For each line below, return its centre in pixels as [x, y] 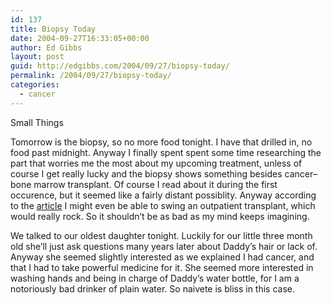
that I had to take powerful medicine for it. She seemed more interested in [162, 267]
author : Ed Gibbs [46, 47]
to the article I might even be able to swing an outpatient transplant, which [163, 205]
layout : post [37, 57]
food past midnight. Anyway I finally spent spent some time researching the [166, 152]
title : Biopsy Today [53, 29]
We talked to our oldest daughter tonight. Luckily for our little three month [161, 235]
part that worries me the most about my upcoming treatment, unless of [156, 163]
